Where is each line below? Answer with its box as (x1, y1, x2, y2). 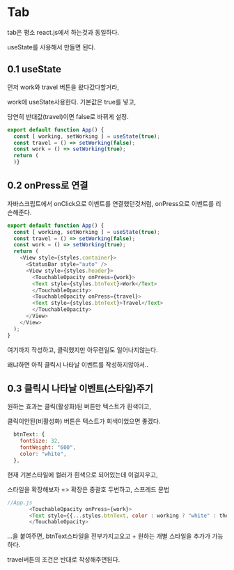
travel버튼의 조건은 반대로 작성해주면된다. (7, 555, 120, 564)
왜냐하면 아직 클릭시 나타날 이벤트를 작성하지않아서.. (7, 360, 148, 369)
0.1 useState (7, 63, 61, 75)
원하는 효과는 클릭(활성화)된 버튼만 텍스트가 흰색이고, (7, 402, 152, 411)
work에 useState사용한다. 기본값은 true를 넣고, (7, 97, 136, 106)
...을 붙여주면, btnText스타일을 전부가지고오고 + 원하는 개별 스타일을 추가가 (7, 532, 211, 540)
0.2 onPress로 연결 (7, 180, 88, 191)
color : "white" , (19, 450, 68, 457)
